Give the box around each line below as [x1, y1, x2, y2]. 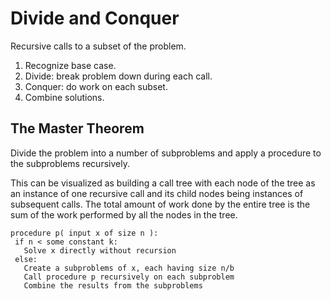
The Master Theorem [10, 120, 145, 137]
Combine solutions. [24, 91, 105, 103]
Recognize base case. [24, 59, 117, 71]
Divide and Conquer [10, 7, 180, 30]
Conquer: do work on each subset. [24, 80, 168, 92]
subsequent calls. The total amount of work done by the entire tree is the [10, 198, 311, 210]
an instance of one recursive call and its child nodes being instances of [10, 187, 304, 199]
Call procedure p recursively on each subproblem [23, 272, 235, 282]
